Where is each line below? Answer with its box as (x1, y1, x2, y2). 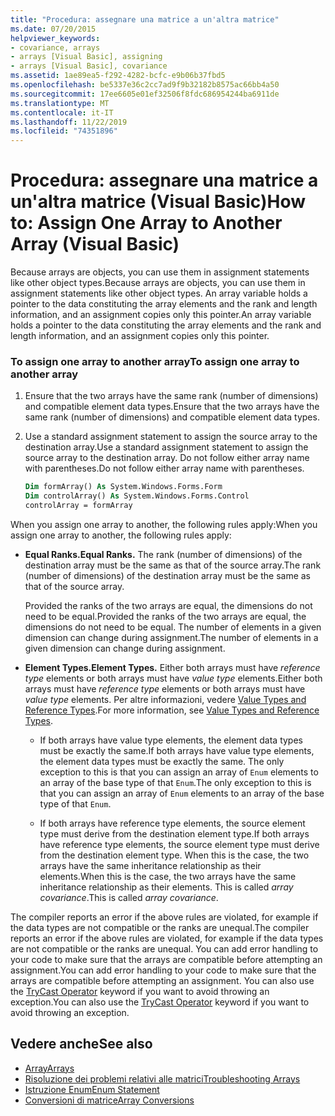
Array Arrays (24, 1062, 75, 1074)
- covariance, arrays (10, 42, 101, 53)
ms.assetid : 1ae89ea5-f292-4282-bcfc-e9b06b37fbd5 (10, 71, 226, 81)
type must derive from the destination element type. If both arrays (39, 827, 310, 840)
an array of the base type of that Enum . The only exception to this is (39, 776, 312, 788)
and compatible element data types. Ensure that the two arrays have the (24, 401, 320, 413)
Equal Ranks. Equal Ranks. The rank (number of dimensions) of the (24, 548, 303, 560)
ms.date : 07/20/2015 (10, 24, 97, 34)
